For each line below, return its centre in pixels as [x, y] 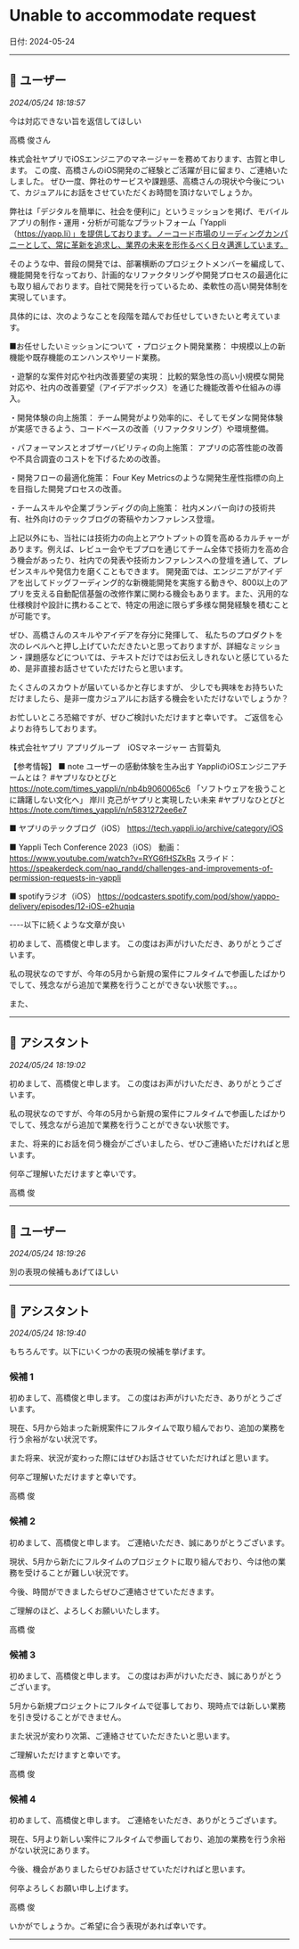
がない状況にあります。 [52, 1850]
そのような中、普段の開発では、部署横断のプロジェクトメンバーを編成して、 [149, 263]
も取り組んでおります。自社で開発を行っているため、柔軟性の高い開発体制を [149, 285]
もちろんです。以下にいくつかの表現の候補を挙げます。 [110, 1352]
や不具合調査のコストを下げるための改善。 [87, 458]
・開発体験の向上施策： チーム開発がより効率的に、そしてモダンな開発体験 [146, 417]
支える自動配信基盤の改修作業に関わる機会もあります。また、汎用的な [161, 593]
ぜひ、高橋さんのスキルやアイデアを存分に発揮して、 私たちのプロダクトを [146, 635]
